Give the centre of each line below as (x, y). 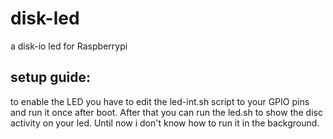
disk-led (45, 18)
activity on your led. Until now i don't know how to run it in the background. (165, 123)
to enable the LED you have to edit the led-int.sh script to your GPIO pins (160, 101)
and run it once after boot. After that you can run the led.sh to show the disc (166, 112)
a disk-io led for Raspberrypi (69, 46)
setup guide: (51, 77)
